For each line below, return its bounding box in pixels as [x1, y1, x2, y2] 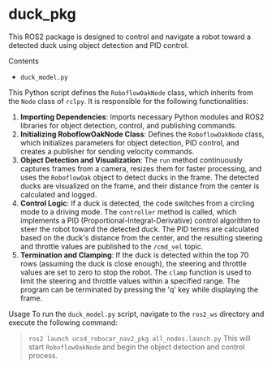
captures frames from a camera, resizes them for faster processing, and [19, 163, 262, 173]
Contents [8, 56, 39, 66]
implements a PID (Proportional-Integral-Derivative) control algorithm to [19, 215, 261, 225]
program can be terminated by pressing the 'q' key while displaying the [19, 284, 258, 294]
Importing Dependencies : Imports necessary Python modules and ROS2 [19, 111, 265, 122]
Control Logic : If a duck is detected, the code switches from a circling [19, 198, 255, 208]
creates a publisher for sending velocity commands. [19, 146, 195, 156]
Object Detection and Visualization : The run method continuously [19, 155, 244, 165]
